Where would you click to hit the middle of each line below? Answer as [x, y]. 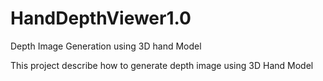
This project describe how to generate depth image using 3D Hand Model [162, 65]
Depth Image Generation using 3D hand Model [106, 46]
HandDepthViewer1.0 [101, 18]
